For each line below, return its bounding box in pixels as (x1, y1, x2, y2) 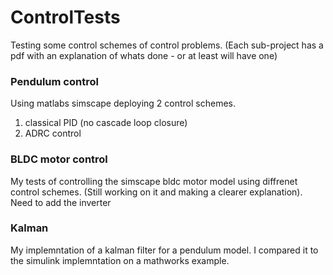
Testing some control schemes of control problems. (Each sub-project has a (10, 39, 324, 51)
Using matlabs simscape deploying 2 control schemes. (10, 97, 236, 110)
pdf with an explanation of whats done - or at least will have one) (10, 49, 278, 61)
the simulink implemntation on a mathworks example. (10, 254, 230, 266)
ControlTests (10, 6, 121, 29)
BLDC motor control (10, 152, 108, 166)
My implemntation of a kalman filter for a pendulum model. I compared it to (10, 244, 319, 256)
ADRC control (24, 127, 82, 140)
